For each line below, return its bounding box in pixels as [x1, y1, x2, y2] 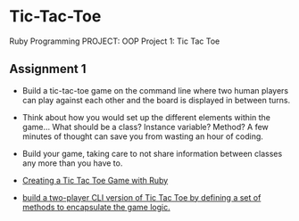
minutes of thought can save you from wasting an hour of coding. [21, 131, 263, 142]
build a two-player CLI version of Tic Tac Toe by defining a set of [21, 192, 262, 202]
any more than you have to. [21, 158, 123, 168]
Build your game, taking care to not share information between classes [21, 148, 283, 159]
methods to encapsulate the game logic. [21, 201, 171, 212]
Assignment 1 [9, 61, 87, 77]
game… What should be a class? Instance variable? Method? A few [21, 121, 270, 132]
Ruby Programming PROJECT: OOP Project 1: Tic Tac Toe [9, 36, 220, 46]
